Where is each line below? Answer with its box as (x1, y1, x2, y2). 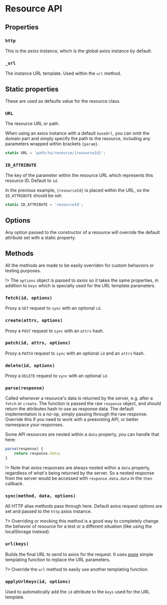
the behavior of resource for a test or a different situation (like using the (5, 523, 152, 529)
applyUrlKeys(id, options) (5, 579, 71, 584)
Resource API (5, 3, 62, 14)
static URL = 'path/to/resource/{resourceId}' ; (5, 151, 106, 156)
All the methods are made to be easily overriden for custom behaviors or (5, 262, 155, 268)
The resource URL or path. (5, 121, 60, 127)
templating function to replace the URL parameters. (5, 557, 111, 563)
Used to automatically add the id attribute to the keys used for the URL (5, 589, 150, 595)
